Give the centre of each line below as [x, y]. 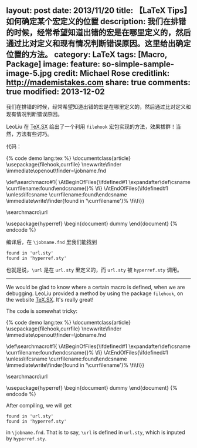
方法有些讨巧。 [34, 133]
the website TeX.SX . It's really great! [50, 299]
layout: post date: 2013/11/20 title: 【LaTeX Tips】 [97, 11]
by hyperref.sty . [26, 438]
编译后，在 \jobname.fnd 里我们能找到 [52, 242]
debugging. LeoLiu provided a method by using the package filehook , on [95, 293]
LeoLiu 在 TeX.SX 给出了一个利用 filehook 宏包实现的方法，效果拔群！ [91, 126]
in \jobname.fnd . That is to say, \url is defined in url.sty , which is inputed [96, 432]
